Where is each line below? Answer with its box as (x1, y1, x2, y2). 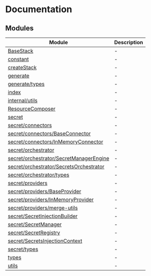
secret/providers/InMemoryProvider (8, 196, 94, 203)
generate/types (8, 80, 45, 87)
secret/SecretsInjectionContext (8, 237, 82, 244)
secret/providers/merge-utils (8, 204, 78, 211)
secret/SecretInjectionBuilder (8, 212, 78, 220)
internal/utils (8, 97, 38, 104)
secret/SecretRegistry (8, 229, 61, 236)
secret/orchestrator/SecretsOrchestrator (8, 163, 105, 170)
